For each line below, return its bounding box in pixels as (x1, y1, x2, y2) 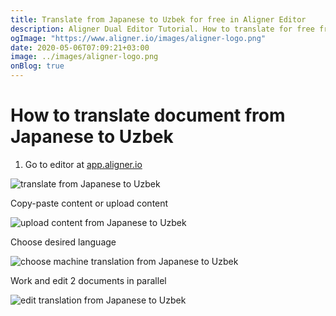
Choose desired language (10, 236, 117, 248)
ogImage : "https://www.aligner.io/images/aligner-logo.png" (10, 33, 267, 43)
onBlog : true (10, 61, 65, 71)
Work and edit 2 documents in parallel (10, 274, 167, 286)
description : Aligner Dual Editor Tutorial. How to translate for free (10, 24, 315, 34)
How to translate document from (10, 104, 286, 127)
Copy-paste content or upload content (10, 197, 169, 209)
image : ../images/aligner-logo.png (10, 52, 159, 62)
